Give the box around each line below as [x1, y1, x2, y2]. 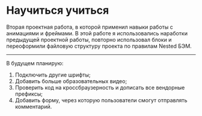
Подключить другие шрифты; [14, 71, 91, 78]
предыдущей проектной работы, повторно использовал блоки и [6, 36, 172, 43]
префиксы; [14, 90, 43, 97]
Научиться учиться [6, 4, 109, 17]
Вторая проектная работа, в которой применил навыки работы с [6, 23, 173, 30]
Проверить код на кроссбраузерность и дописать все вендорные [14, 84, 185, 91]
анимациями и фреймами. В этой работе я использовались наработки [6, 29, 188, 36]
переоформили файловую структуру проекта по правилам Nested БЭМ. [6, 42, 192, 50]
